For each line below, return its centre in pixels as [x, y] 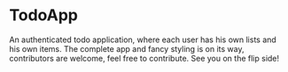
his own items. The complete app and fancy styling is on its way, [127, 48]
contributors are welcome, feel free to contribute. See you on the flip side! [144, 58]
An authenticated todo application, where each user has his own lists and [143, 40]
